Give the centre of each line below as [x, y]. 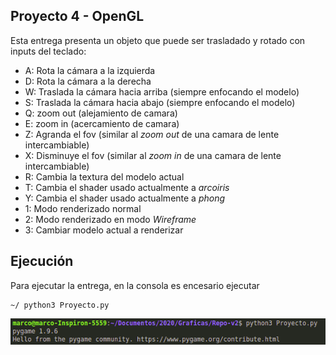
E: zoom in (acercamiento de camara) [102, 123]
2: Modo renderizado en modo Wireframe [110, 219]
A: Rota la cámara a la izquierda [90, 70]
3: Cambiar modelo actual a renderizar [104, 230]
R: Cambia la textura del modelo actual [104, 176]
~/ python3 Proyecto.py [60, 305]
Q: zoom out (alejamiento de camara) [101, 113]
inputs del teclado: [48, 51]
